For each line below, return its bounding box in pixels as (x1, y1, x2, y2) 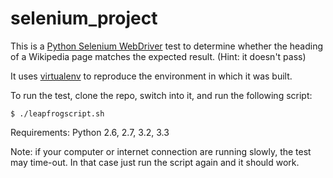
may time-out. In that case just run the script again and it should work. (10, 156, 300, 168)
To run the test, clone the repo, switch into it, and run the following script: (10, 89, 313, 101)
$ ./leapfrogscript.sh (10, 108, 105, 119)
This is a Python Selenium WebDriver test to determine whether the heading (10, 40, 324, 52)
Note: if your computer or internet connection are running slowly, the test (10, 145, 312, 157)
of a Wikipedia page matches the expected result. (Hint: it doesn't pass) (10, 50, 307, 62)
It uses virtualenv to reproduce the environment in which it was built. (10, 70, 293, 82)
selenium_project (10, 7, 158, 30)
